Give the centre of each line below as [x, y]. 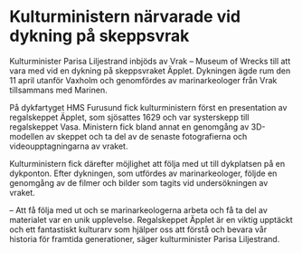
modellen [27, 136]
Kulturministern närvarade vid [125, 17]
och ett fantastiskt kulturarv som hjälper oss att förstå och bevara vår [138, 229]
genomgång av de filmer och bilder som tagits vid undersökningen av [139, 182]
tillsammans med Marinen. [58, 90]
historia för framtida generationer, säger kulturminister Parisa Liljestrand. [145, 238]
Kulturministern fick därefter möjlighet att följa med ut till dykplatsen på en [147, 163]
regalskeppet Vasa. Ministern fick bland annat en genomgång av [129, 126]
